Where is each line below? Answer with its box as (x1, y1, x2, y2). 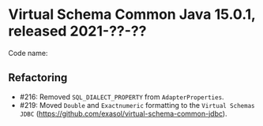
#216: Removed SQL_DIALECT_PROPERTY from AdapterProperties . (19, 92, 224, 102)
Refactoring (8, 71, 68, 84)
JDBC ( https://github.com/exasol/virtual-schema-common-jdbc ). (19, 109, 227, 118)
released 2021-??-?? (8, 22, 147, 40)
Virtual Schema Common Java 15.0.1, (8, 6, 256, 24)
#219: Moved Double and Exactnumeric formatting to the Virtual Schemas (19, 100, 255, 109)
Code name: (8, 48, 48, 57)
